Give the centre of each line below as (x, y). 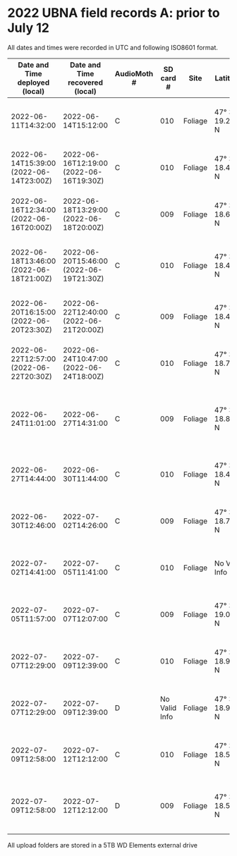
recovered (86, 82)
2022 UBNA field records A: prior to (114, 13)
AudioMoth (134, 73)
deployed (34, 82)
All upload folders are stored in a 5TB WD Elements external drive (102, 845)
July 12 (28, 28)
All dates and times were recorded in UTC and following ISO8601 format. (113, 47)
